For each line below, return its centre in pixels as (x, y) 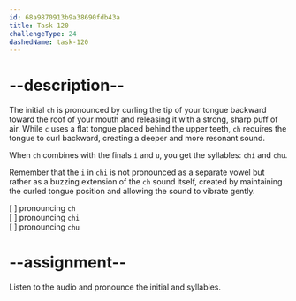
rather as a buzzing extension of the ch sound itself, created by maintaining (146, 182)
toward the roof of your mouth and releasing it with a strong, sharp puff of (144, 119)
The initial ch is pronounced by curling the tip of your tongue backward (138, 110)
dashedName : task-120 (49, 42)
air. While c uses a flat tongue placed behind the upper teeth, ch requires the (148, 129)
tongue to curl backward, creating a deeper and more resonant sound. (137, 139)
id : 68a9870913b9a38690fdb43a (65, 17)
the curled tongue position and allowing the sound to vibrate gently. (132, 192)
